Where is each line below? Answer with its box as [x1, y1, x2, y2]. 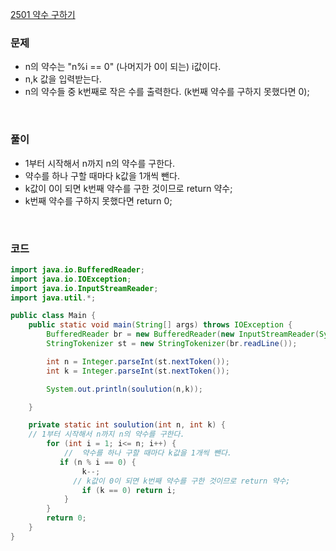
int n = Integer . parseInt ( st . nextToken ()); [46, 356, 230, 367]
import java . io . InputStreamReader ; [10, 283, 159, 293]
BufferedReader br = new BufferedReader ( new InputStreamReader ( [46, 329, 320, 340]
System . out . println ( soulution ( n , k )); [46, 384, 203, 394]
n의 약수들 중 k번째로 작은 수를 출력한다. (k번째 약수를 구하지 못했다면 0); [24, 86, 310, 98]
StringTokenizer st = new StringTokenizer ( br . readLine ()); [46, 339, 298, 349]
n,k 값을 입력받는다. [24, 73, 102, 85]
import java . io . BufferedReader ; [10, 264, 145, 275]
